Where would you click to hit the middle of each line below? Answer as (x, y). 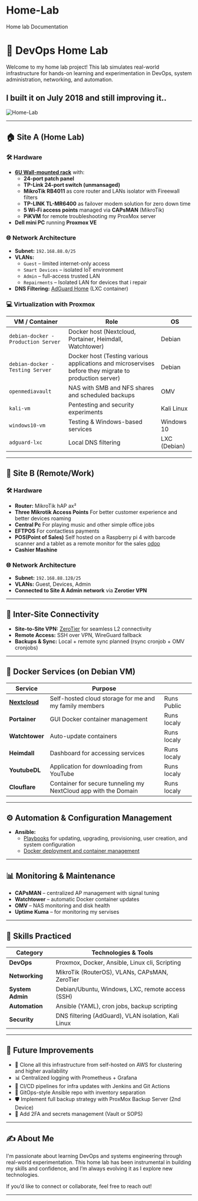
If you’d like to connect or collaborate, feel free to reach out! (79, 1186)
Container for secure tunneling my (97, 783)
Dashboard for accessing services (97, 753)
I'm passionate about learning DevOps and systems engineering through (94, 1155)
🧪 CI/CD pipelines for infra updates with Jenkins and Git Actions (92, 1086)
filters (31, 197)
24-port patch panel (49, 178)
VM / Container (36, 322)
